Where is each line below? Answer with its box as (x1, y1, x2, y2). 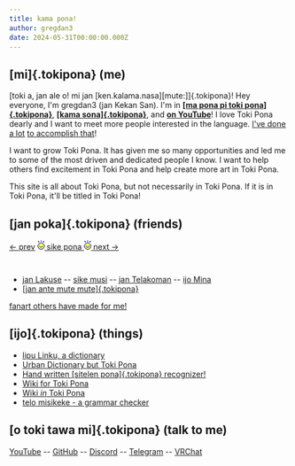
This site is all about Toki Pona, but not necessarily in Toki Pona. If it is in (9, 182, 274, 192)
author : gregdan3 (9, 23, 74, 33)
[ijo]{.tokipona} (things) (9, 326, 144, 341)
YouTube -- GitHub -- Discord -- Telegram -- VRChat (9, 446, 203, 456)
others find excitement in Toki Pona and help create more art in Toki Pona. (9, 164, 279, 175)
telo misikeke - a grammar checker (21, 397, 150, 408)
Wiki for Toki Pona (21, 377, 89, 389)
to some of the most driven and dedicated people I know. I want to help (9, 155, 269, 166)
